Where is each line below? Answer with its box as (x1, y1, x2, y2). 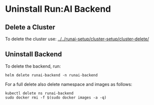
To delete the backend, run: (5, 63, 61, 69)
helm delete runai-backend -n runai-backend (5, 73, 98, 78)
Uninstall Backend (5, 50, 62, 58)
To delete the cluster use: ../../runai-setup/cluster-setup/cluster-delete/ (5, 36, 149, 42)
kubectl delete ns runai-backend (5, 91, 74, 96)
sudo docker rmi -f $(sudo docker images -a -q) (5, 95, 107, 100)
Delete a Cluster (5, 23, 56, 31)
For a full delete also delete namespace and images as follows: (5, 81, 132, 87)
